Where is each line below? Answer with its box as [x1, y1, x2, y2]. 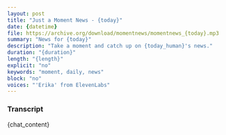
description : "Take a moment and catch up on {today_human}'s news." [7, 42, 213, 49]
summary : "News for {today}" [7, 36, 92, 43]
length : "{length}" [7, 56, 64, 63]
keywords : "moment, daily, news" [7, 68, 104, 75]
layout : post [7, 10, 45, 17]
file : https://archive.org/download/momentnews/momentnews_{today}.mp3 [7, 29, 219, 37]
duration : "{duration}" [7, 49, 76, 56]
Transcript [7, 104, 44, 114]
